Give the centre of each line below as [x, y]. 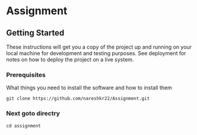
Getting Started [35, 33]
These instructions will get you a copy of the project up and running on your [99, 47]
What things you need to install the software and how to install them [89, 88]
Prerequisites [26, 75]
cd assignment [24, 126]
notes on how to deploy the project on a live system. [70, 60]
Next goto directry [33, 114]
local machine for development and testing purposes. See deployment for [96, 53]
